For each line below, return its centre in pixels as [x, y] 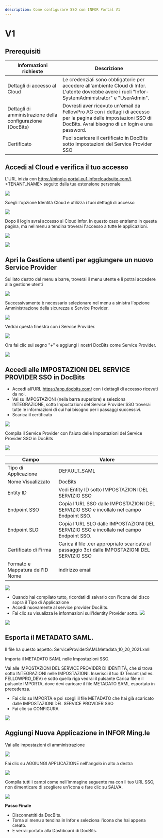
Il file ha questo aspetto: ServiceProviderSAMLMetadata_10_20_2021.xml [77, 649]
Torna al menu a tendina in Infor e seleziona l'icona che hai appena [79, 820]
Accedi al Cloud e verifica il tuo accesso [67, 168]
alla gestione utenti [24, 285]
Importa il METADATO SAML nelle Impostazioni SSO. [57, 659]
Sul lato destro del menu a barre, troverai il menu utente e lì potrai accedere [81, 279]
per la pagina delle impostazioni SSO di [107, 118]
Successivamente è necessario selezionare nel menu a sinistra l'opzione [77, 303]
